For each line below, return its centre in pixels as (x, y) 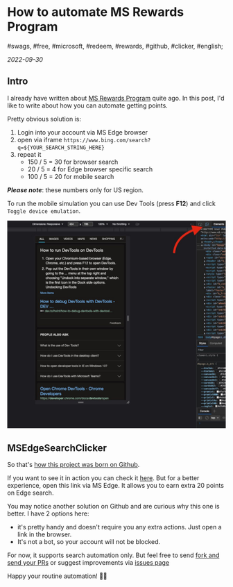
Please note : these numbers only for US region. (76, 190)
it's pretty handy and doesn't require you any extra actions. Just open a (119, 527)
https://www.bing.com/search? (107, 140)
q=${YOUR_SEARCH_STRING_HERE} (61, 147)
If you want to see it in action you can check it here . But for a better (103, 478)
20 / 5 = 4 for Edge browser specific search (90, 169)
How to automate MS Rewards (96, 12)
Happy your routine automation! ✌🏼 (57, 576)
